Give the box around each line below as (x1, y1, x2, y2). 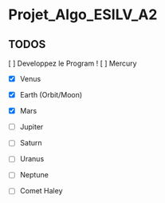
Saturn (19, 138, 42, 148)
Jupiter (19, 122, 44, 132)
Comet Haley (19, 186, 63, 196)
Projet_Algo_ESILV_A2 (8, 6, 158, 24)
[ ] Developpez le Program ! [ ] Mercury (8, 58, 137, 68)
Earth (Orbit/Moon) (19, 90, 83, 100)
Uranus (19, 154, 45, 164)
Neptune (19, 170, 49, 180)
